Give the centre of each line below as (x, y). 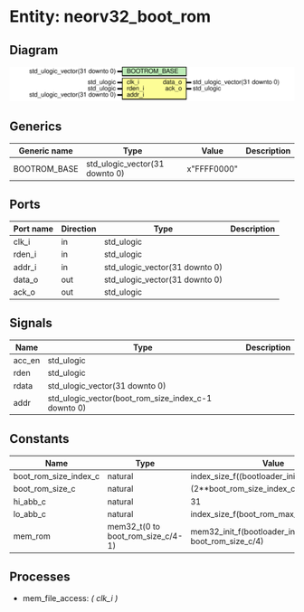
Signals (31, 323)
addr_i (25, 267)
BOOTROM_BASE (46, 168)
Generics (36, 126)
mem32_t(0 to (134, 527)
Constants (39, 439)
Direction (79, 229)
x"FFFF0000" (212, 168)
